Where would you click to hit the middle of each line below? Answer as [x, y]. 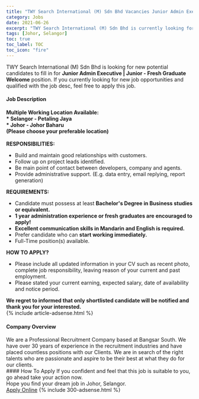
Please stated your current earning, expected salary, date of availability [102, 283]
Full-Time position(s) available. [52, 241]
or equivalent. [32, 209]
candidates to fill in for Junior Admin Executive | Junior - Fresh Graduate [96, 73]
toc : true [18, 39]
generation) [29, 180]
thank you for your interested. [44, 306]
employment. [31, 276]
